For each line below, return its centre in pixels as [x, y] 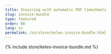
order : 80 [15, 24]
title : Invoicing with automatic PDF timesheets [56, 10]
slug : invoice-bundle [27, 14]
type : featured [21, 19]
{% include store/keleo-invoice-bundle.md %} [52, 47]
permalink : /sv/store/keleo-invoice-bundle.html [56, 33]
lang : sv [14, 28]
